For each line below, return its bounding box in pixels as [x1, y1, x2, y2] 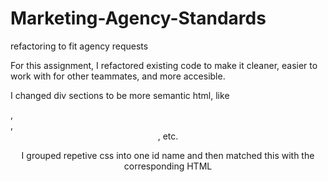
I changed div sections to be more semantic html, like [10, 89, 230, 101]
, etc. [157, 130, 179, 142]
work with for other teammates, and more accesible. [10, 70, 226, 82]
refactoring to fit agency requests [10, 40, 149, 52]
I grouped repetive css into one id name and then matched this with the [21, 149, 315, 161]
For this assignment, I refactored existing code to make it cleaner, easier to [10, 59, 318, 71]
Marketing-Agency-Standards [10, 7, 267, 30]
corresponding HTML [123, 160, 213, 172]
